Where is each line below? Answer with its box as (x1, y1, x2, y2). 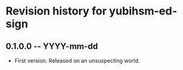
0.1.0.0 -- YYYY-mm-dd (5, 41, 98, 51)
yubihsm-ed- (109, 4, 178, 18)
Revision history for (5, 4, 107, 18)
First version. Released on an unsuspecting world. (14, 57, 140, 64)
